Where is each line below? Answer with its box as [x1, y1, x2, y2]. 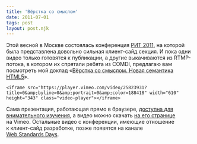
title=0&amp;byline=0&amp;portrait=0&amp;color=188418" [6, 90, 147, 96]
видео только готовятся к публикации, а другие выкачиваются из [6, 54, 173, 61]
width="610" [149, 90, 179, 96]
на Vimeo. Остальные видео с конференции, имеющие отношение [6, 118, 175, 126]
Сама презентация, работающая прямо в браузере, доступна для [6, 105, 174, 113]
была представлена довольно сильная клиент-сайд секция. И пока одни [6, 48, 191, 55]
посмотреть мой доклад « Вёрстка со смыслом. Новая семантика [6, 67, 174, 74]
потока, [6, 61, 26, 68]
